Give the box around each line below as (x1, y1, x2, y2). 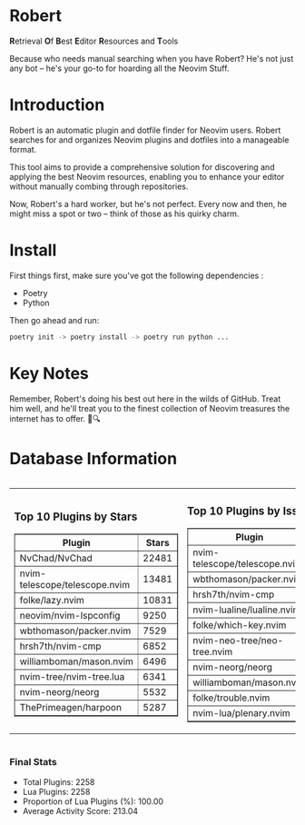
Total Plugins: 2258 (22, 776, 95, 787)
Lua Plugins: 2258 (22, 786, 91, 797)
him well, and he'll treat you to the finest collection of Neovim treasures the (9, 403, 290, 413)
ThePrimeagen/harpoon (19, 701, 123, 714)
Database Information (9, 448, 178, 469)
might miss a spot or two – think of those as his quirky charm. (9, 208, 240, 219)
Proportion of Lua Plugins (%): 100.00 (22, 796, 164, 807)
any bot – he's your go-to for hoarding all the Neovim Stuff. (9, 63, 230, 74)
